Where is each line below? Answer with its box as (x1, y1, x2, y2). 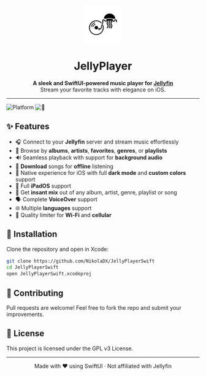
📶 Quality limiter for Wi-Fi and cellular (15, 211, 112, 218)
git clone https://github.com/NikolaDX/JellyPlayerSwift (6, 258, 155, 264)
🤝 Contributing (6, 288, 64, 298)
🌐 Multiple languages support (15, 204, 92, 212)
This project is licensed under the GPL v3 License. (6, 345, 134, 352)
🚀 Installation (6, 229, 58, 240)
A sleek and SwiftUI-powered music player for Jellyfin (32, 79, 174, 86)
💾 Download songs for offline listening (15, 163, 113, 170)
